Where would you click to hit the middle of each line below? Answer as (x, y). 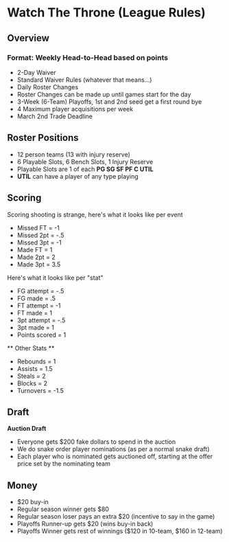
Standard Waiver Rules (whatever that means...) (84, 80)
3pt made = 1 (36, 327)
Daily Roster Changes (48, 87)
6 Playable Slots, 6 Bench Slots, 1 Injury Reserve (85, 161)
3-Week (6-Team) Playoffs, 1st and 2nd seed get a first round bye (109, 102)
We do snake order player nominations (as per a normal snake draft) (113, 449)
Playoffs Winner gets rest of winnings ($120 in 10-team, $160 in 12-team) (120, 531)
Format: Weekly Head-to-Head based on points (88, 58)
